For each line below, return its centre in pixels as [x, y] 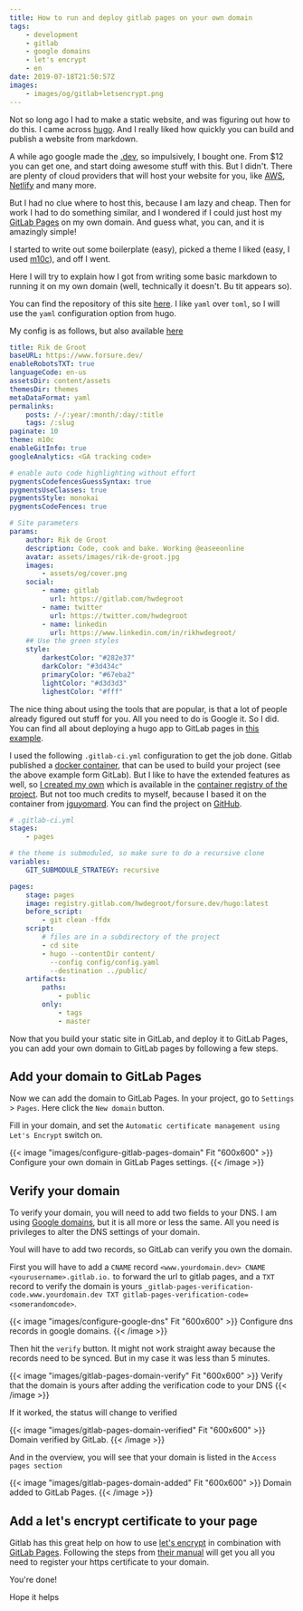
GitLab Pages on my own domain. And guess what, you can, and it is [137, 222]
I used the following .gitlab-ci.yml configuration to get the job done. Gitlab [151, 755]
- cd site [60, 945]
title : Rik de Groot [48, 347]
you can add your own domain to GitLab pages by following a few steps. [144, 1048]
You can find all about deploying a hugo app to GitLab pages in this [134, 728]
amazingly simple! [43, 231]
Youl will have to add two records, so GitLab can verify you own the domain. [151, 1249]
